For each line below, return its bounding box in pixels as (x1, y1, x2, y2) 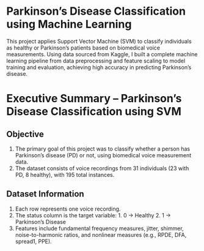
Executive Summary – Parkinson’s (6, 92, 182, 105)
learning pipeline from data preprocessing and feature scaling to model (6, 57, 186, 64)
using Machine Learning (6, 17, 132, 31)
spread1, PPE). (15, 238, 52, 245)
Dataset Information (6, 189, 84, 200)
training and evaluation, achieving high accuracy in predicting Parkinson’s (6, 63, 192, 71)
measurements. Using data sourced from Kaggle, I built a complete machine (6, 50, 198, 58)
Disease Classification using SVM (6, 105, 182, 119)
